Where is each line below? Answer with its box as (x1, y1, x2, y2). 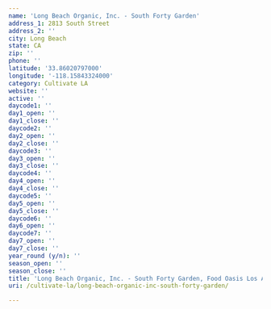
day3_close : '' (8, 162, 60, 170)
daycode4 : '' (8, 169, 52, 177)
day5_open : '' (8, 199, 56, 207)
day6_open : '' (8, 222, 56, 230)
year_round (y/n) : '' (8, 252, 81, 260)
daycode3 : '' (8, 147, 52, 155)
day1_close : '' (8, 117, 60, 125)
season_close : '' (8, 267, 67, 275)
